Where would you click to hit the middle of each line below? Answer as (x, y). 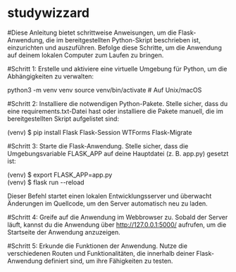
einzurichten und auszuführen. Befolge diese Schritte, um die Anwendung (114, 47)
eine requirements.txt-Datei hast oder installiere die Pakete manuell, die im (115, 111)
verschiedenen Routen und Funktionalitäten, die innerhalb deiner (101, 253)
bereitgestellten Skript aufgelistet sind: (63, 119)
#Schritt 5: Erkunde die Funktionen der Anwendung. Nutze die (98, 246)
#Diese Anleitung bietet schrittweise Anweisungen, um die (92, 32)
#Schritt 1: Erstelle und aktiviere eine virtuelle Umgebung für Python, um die (117, 69)
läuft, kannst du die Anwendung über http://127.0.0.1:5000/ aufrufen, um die (117, 225)
